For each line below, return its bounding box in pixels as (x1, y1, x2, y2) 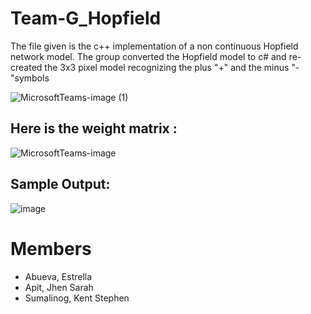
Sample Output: (10, 176, 111, 193)
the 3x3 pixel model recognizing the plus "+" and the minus (44, 61, 290, 73)
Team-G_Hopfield (10, 7, 162, 30)
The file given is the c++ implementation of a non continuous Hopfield (10, 40, 299, 52)
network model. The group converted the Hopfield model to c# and (10, 50, 287, 62)
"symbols (10, 72, 50, 84)
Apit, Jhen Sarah (24, 281, 94, 293)
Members (10, 237, 92, 260)
